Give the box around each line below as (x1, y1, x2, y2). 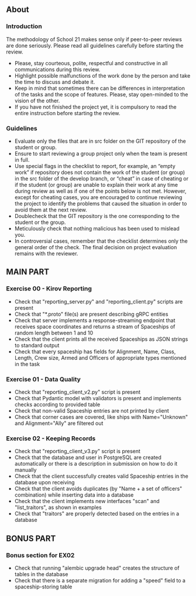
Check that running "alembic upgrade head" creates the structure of (14, 564, 180, 571)
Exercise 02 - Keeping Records (6, 434, 96, 443)
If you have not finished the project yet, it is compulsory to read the (14, 103, 177, 111)
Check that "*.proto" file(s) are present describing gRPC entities (14, 310, 169, 317)
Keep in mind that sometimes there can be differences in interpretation (14, 85, 185, 92)
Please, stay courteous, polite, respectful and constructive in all (14, 59, 168, 66)
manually (14, 467, 37, 474)
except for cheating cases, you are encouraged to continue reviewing (14, 193, 183, 200)
